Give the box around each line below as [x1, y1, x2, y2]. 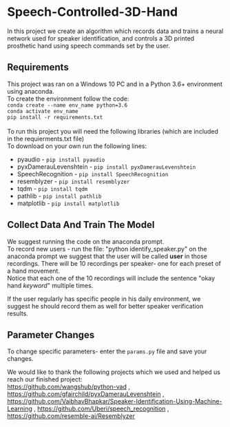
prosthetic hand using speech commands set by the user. [7, 41, 170, 50]
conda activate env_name [7, 107, 79, 114]
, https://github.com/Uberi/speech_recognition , [34, 404, 169, 413]
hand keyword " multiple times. [7, 281, 94, 289]
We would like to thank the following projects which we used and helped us [7, 368, 220, 376]
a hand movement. [7, 267, 61, 275]
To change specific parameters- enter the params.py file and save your [7, 347, 207, 355]
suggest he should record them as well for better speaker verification [7, 302, 204, 310]
